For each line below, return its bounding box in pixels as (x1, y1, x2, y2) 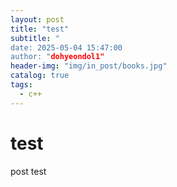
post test (10, 165, 47, 177)
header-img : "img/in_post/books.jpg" (10, 61, 168, 71)
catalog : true (10, 71, 70, 81)
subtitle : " (10, 33, 60, 43)
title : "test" (10, 24, 70, 34)
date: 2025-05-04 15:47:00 (10, 42, 123, 53)
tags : (10, 80, 33, 90)
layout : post (10, 14, 65, 25)
